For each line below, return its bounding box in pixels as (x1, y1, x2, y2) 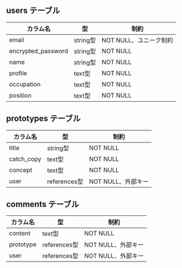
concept (9, 166, 33, 174)
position (9, 91, 31, 99)
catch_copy (9, 154, 41, 163)
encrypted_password (9, 47, 68, 55)
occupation (9, 80, 41, 88)
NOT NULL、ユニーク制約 (101, 36, 174, 44)
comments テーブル (6, 199, 79, 209)
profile (9, 69, 28, 77)
